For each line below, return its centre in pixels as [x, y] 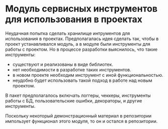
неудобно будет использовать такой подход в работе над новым [82, 80]
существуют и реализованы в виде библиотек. [63, 64]
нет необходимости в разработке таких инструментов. [72, 70]
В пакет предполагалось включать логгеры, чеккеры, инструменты [78, 95]
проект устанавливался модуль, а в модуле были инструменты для [78, 44]
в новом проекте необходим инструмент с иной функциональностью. [88, 75]
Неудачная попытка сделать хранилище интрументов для [68, 33]
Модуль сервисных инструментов [81, 9]
